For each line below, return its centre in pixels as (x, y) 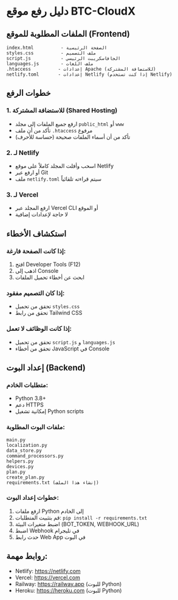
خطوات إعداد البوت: (33, 497)
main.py (16, 440)
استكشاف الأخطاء (36, 233)
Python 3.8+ (31, 399)
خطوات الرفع (29, 93)
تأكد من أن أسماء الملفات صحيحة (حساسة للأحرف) (73, 137)
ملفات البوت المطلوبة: (36, 427)
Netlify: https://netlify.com (48, 571)
